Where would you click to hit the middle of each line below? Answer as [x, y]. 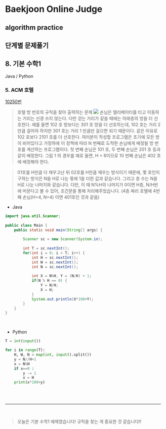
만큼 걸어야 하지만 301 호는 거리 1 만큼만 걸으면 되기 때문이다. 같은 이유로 [87, 131]
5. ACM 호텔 [19, 90]
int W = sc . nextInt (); [55, 262]
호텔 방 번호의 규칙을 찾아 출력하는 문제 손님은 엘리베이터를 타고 [82, 112]
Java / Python [19, 76]
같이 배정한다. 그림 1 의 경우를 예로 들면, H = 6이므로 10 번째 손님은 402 [86, 156]
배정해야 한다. [36, 162]
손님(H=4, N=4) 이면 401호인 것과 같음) [61, 197]
